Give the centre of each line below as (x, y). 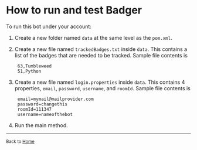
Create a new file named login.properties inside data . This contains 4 (100, 82)
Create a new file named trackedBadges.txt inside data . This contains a (101, 49)
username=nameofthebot (45, 114)
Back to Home (21, 141)
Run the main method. (41, 125)
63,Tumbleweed (35, 66)
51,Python (29, 71)
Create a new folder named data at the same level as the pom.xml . (93, 37)
